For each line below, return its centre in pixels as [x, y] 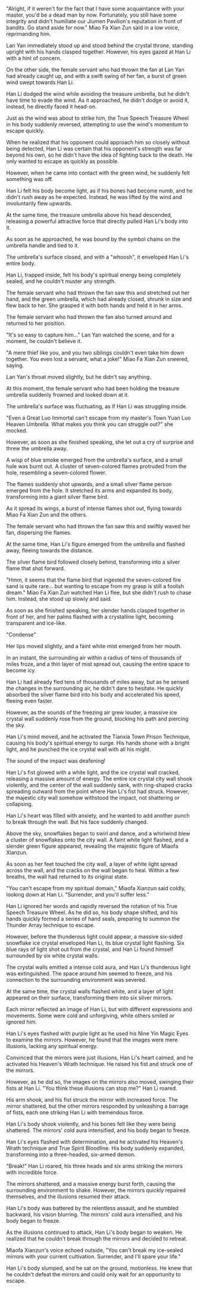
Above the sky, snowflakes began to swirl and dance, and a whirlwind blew [98, 833]
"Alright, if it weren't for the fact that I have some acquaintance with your [95, 9]
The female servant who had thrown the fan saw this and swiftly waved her [98, 526]
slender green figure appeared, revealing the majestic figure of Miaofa [92, 846]
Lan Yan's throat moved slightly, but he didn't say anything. [79, 377]
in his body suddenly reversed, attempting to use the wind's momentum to [97, 124]
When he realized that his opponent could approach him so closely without [98, 142]
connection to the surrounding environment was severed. [76, 980]
